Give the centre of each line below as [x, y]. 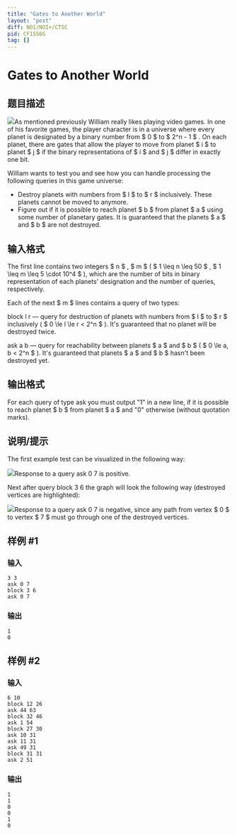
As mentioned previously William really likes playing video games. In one [120, 122]
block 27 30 [25, 729]
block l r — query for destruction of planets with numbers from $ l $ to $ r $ [117, 316]
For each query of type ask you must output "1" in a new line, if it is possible [118, 402]
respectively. [26, 289]
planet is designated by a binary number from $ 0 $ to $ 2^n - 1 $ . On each [117, 137]
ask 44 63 [22, 711]
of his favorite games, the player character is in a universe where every [111, 129]
